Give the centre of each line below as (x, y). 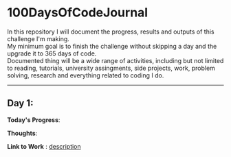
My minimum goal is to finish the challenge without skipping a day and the (112, 46)
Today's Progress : (34, 120)
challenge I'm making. (38, 38)
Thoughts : (22, 133)
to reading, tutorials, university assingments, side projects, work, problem (111, 68)
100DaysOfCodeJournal (78, 13)
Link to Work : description (44, 146)
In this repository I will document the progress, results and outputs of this (111, 32)
